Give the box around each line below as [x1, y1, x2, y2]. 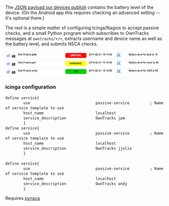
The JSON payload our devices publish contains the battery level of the [5, 5, 154, 10]
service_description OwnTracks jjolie [23, 146, 132, 151]
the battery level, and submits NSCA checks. [5, 41, 98, 47]
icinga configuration [5, 83, 57, 90]
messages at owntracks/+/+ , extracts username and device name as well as [5, 35, 162, 41]
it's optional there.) [5, 15, 44, 21]
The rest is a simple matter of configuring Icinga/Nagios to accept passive [5, 25, 159, 31]
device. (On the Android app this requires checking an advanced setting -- [5, 10, 160, 16]
